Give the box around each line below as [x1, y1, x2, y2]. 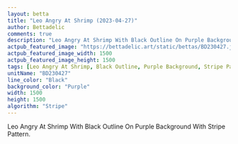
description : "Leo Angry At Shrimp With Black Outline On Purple [7, 37, 204, 44]
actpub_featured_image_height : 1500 [7, 57, 115, 64]
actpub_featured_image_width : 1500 [7, 50, 113, 57]
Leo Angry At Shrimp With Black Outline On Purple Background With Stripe [7, 122, 225, 131]
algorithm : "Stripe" [7, 103, 69, 110]
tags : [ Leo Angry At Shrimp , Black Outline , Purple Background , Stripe [7, 63, 223, 70]
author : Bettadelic [7, 23, 65, 31]
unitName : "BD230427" [7, 70, 72, 77]
